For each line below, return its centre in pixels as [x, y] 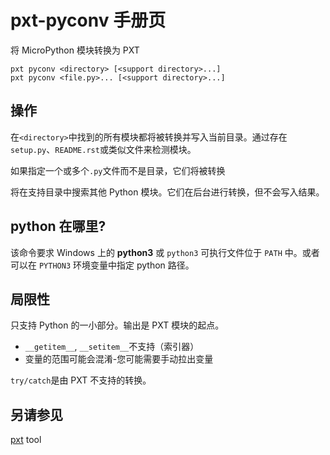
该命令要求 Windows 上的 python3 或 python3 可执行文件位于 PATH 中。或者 [165, 252]
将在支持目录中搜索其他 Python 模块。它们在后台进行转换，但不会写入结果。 [167, 192]
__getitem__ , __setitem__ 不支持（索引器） [112, 347]
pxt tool [26, 440]
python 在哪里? [58, 226]
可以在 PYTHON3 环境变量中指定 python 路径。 [102, 265]
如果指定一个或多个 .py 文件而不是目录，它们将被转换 [118, 170]
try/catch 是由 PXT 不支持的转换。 [81, 380]
